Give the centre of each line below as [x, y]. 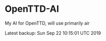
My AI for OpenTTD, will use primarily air [47, 23]
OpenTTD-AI [32, 9]
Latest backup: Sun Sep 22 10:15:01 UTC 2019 [53, 33]
